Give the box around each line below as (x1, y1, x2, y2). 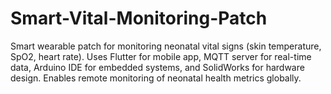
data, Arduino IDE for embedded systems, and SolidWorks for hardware (10, 61, 305, 73)
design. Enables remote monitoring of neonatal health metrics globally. (10, 72, 302, 84)
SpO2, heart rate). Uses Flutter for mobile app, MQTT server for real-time (10, 50, 312, 62)
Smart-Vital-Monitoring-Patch (10, 7, 268, 30)
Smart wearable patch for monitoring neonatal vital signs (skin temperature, (10, 40, 322, 52)
